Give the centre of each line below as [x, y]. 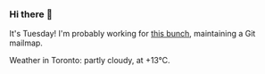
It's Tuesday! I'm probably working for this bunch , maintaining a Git [132, 34]
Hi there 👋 [31, 14]
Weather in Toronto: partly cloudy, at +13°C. [90, 61]
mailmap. [26, 43]
